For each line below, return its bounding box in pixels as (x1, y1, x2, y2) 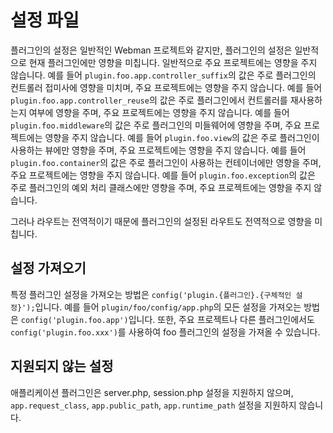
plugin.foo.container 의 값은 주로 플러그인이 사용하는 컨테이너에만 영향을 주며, (10, 156, 322, 168)
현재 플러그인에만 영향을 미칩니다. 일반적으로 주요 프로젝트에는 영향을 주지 (28, 56, 318, 68)
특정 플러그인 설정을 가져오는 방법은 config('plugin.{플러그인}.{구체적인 (10, 288, 292, 300)
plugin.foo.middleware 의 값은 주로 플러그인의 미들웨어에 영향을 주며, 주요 (10, 119, 302, 131)
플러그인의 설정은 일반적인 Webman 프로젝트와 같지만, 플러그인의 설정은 (10, 44, 293, 56)
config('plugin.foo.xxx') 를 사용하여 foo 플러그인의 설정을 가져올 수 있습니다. (10, 326, 321, 338)
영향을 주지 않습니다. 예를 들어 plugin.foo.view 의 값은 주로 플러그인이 (44, 131, 320, 143)
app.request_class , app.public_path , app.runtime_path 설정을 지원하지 (10, 399, 297, 411)
